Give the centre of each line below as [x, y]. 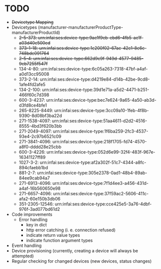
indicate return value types [53, 235]
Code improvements [32, 214]
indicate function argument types [59, 240]
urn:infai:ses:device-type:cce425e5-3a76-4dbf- [103, 204]
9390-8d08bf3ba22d [40, 115]
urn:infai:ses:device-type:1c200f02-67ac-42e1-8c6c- [93, 48]
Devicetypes [24, 27]
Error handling [33, 219]
